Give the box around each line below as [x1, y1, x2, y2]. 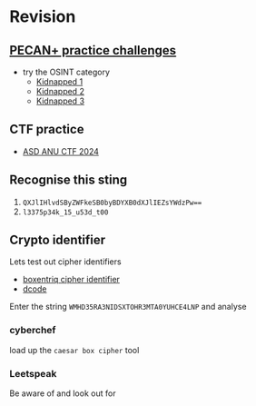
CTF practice [9, 122, 84, 137]
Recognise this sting [9, 173, 128, 188]
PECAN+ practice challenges [9, 43, 177, 58]
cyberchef [9, 324, 56, 337]
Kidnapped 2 [35, 86, 84, 96]
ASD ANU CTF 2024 [22, 145, 100, 156]
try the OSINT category [22, 66, 111, 77]
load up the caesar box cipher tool [9, 344, 140, 355]
